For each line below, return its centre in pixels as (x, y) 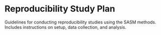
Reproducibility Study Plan (60, 9)
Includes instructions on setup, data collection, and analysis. (66, 27)
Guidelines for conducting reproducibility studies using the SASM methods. (80, 22)
